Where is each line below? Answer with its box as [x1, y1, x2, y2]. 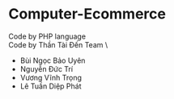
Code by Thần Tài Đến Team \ [8, 39, 108, 49]
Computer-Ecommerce [8, 5, 166, 23]
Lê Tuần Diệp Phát [19, 81, 82, 91]
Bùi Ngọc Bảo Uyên [19, 56, 86, 65]
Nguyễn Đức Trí [19, 64, 74, 73]
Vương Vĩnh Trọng [19, 72, 83, 82]
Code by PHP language [8, 31, 87, 41]
